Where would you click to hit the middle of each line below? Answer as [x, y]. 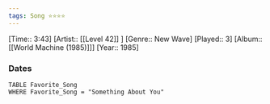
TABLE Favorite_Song [43, 85]
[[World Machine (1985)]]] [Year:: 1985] [74, 47]
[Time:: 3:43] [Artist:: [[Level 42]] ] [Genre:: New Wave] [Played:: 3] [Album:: [135, 39]
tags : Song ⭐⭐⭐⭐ [37, 16]
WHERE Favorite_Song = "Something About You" [86, 92]
